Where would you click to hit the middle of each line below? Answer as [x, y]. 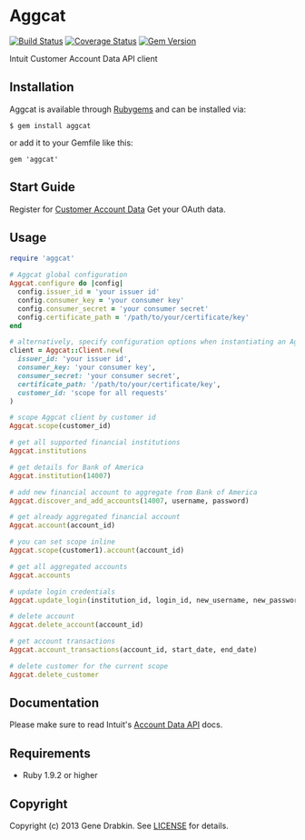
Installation [42, 87]
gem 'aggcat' [34, 159]
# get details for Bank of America [77, 467]
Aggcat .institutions [49, 451]
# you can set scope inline [63, 542]
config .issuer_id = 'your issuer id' [89, 292]
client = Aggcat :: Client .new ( [67, 351]
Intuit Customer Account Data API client [84, 58]
